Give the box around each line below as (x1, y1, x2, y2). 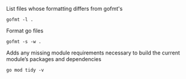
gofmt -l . (6, 17, 34, 23)
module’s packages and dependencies (6, 56, 102, 62)
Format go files (6, 27, 44, 34)
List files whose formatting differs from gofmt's (6, 5, 123, 12)
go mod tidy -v (6, 67, 44, 73)
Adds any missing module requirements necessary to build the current (6, 49, 180, 56)
